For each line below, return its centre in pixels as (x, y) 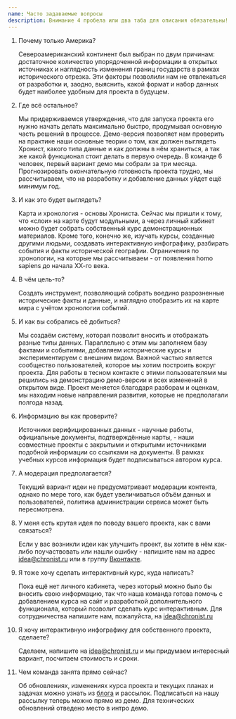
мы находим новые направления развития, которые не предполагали (123, 395)
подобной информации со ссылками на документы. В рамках (111, 452)
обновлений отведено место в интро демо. (83, 708)
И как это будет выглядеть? (60, 199)
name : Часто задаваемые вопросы (55, 14)
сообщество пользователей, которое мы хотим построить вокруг (117, 365)
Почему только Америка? (57, 40)
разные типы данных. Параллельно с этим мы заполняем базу (113, 343)
